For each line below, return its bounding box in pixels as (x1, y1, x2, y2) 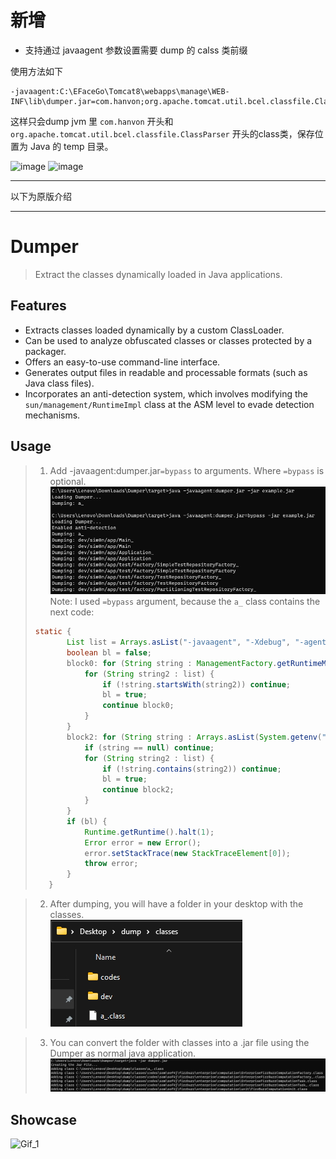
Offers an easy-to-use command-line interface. (24, 356, 221, 368)
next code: (49, 606, 95, 618)
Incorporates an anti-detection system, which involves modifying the (24, 387, 308, 400)
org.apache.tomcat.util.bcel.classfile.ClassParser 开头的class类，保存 (10, 127, 315, 140)
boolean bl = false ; (66, 647, 152, 658)
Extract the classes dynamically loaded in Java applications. (34, 268, 283, 280)
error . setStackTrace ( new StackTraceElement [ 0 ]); (84, 848, 291, 858)
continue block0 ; (102, 701, 175, 711)
